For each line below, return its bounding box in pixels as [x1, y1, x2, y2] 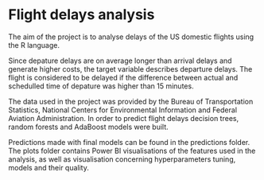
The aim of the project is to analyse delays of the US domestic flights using [8, 32, 254, 41]
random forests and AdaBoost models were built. [8, 122, 169, 131]
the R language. [8, 40, 60, 49]
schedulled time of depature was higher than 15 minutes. [8, 81, 194, 91]
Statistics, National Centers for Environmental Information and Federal [8, 105, 237, 115]
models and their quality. [8, 162, 90, 172]
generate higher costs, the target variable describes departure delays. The [8, 64, 253, 73]
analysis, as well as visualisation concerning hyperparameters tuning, [8, 154, 236, 164]
